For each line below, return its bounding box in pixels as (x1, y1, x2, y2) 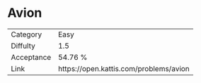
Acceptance (11, 52, 52, 62)
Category (11, 30, 42, 39)
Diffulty (11, 41, 35, 51)
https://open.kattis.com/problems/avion (57, 63, 190, 73)
